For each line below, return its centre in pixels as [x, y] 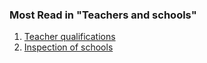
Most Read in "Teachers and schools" [103, 15]
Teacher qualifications [69, 37]
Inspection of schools [68, 47]
